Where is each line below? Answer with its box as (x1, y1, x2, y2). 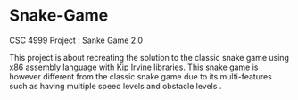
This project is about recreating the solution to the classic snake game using (9, 52, 290, 62)
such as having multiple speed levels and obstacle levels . (9, 80, 222, 91)
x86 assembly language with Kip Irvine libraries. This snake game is (9, 62, 259, 72)
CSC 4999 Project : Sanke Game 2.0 (9, 35, 144, 46)
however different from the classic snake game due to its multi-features (9, 71, 272, 81)
